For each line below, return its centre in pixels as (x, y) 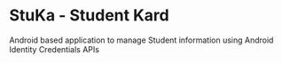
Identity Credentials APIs (55, 49)
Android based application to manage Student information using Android (141, 40)
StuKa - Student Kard (90, 16)
